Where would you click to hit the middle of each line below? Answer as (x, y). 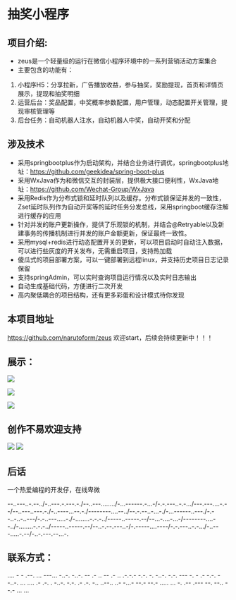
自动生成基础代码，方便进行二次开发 (70, 286)
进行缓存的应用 (39, 215)
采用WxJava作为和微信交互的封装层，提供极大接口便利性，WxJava (115, 180)
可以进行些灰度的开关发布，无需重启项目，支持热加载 (95, 250)
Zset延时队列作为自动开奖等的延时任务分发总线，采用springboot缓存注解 (123, 207)
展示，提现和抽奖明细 (48, 93)
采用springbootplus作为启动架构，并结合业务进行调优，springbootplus (120, 162)
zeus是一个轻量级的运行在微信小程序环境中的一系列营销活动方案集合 (117, 61)
